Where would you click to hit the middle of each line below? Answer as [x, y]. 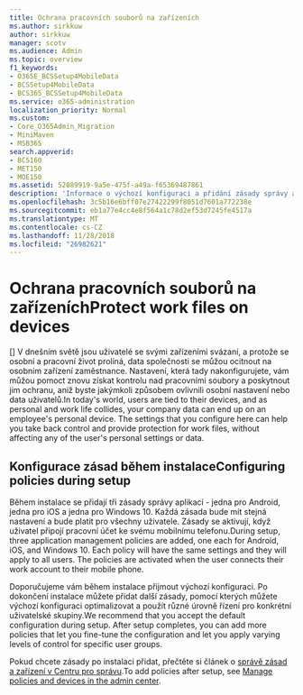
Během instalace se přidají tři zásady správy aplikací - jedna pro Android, [145, 502]
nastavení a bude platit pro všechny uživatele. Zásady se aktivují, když [140, 521]
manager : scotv [38, 43]
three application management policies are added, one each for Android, [144, 540]
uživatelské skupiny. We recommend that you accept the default [128, 615]
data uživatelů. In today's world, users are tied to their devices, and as [138, 400]
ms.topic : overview [46, 59]
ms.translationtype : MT [54, 219]
